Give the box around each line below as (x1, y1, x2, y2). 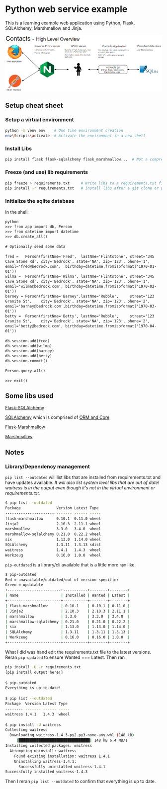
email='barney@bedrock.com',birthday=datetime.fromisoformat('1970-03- (5, 304, 157, 309)
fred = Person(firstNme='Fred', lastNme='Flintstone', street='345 (5, 254, 155, 259)
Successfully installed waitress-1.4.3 (5, 769, 88, 775)
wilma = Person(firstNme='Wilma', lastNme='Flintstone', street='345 (5, 274, 155, 279)
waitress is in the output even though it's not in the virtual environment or (5, 485, 156, 491)
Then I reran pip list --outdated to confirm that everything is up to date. (5, 779, 156, 785)
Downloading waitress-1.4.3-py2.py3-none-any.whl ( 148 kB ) (9, 733, 135, 738)
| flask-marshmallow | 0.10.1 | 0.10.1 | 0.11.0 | (5, 603, 130, 608)
